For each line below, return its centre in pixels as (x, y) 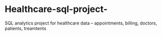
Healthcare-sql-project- (56, 9)
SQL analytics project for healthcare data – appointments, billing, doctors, (81, 23)
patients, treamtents (25, 28)
